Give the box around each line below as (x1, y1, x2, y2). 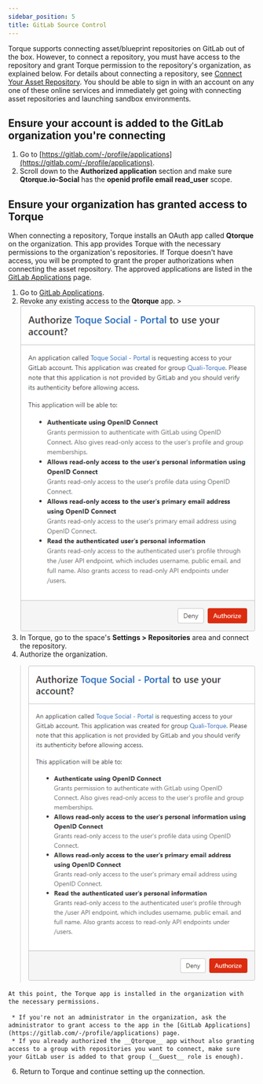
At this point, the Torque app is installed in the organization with (8, 990, 244, 997)
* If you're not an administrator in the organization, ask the (11, 1013, 226, 1021)
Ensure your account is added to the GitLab (8, 117, 224, 130)
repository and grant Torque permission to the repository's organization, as (8, 60, 251, 70)
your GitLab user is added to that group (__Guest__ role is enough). (8, 1053, 244, 1060)
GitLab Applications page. (8, 272, 92, 283)
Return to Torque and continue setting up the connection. (19, 1067, 206, 1076)
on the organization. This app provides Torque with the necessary (8, 239, 221, 249)
